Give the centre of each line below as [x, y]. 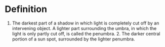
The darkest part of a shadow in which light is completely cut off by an [86, 23]
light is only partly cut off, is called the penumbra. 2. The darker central [86, 33]
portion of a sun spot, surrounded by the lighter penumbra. [73, 39]
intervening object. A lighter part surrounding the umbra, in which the [84, 28]
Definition [26, 9]
